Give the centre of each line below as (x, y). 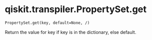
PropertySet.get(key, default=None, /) (47, 23)
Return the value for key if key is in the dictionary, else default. (71, 32)
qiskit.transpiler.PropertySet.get (76, 9)
